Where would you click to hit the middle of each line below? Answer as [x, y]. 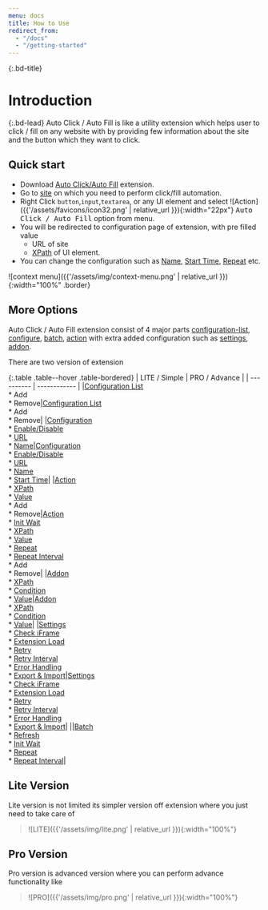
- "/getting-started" [52, 46]
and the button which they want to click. [74, 140]
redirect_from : [34, 30]
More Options [43, 310]
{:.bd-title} [25, 68]
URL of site [50, 244]
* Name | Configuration [45, 445]
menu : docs [26, 16]
